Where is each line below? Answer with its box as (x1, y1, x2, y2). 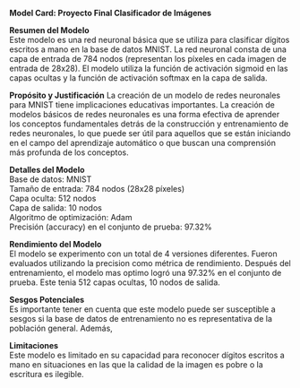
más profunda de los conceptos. (9, 147, 130, 158)
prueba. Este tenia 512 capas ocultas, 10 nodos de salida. (9, 277, 221, 288)
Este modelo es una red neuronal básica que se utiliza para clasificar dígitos (9, 35, 290, 45)
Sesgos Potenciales (9, 295, 85, 305)
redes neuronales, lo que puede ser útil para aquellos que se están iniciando (9, 128, 291, 138)
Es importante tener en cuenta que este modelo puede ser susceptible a (9, 304, 276, 315)
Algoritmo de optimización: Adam (9, 212, 133, 222)
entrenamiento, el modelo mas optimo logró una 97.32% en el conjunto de (9, 268, 282, 278)
